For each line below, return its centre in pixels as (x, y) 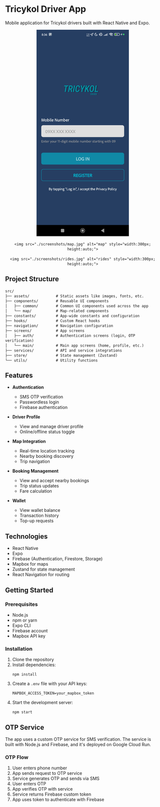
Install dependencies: (34, 665)
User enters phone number (40, 768)
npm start (22, 712)
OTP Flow (17, 757)
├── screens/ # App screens (45, 331)
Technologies (27, 536)
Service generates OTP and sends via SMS (56, 779)
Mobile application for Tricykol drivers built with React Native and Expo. (78, 23)
